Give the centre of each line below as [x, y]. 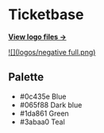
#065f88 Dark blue [51, 104]
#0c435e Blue [43, 96]
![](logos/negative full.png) [52, 52]
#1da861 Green [44, 113]
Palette [26, 77]
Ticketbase [46, 15]
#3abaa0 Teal [42, 122]
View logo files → [37, 37]
